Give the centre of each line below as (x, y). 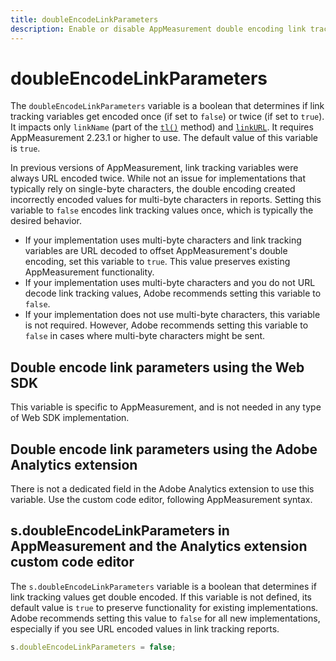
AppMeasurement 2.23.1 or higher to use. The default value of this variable (164, 138)
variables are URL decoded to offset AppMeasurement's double (156, 251)
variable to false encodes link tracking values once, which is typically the (162, 210)
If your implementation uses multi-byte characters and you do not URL (170, 283)
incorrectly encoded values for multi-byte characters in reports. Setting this (166, 200)
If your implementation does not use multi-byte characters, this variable (172, 315)
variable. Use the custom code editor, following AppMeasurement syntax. (161, 500)
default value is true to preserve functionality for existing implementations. (164, 607)
